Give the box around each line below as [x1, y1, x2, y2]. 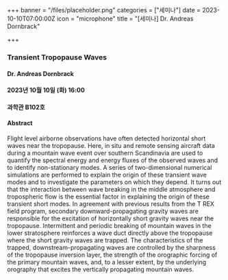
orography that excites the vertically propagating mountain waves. [7, 265, 194, 273]
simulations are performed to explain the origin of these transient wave [7, 170, 207, 179]
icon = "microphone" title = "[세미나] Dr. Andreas [57, 14, 194, 23]
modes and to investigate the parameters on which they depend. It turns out [7, 177, 222, 186]
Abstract [7, 119, 33, 127]
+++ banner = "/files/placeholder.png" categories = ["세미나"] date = [7, 6, 201, 14]
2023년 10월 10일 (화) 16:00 [7, 86, 86, 94]
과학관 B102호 [7, 103, 46, 111]
